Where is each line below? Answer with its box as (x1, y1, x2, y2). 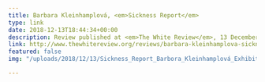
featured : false (8, 48, 62, 55)
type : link (8, 19, 44, 27)
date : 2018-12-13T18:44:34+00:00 (8, 26, 118, 34)
